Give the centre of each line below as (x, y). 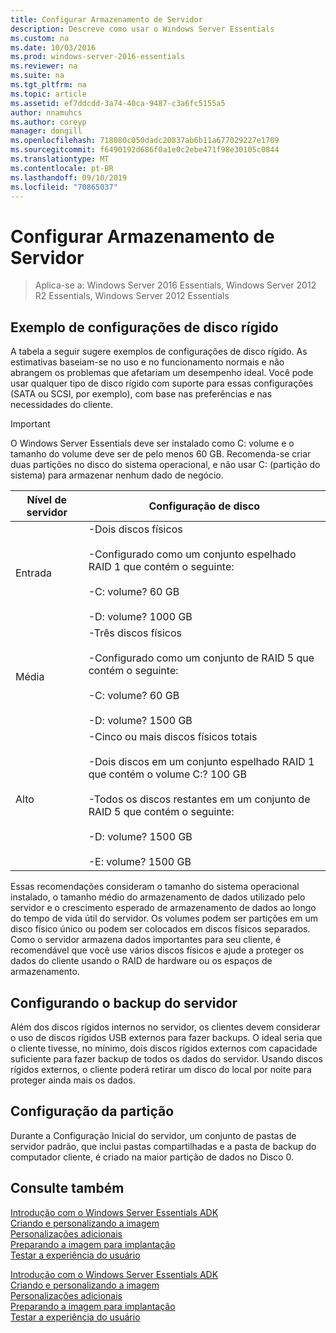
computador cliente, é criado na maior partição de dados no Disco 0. (152, 1157)
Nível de (47, 500)
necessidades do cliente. (62, 405)
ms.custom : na (40, 38)
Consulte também (67, 1188)
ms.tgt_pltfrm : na (48, 85)
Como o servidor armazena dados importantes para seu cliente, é (146, 940)
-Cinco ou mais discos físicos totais (173, 737)
